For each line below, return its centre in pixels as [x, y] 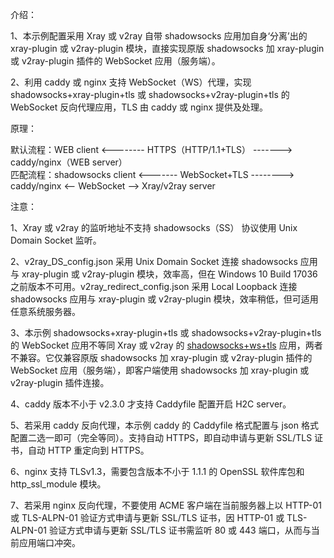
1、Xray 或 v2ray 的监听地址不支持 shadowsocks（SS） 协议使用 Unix [154, 227]
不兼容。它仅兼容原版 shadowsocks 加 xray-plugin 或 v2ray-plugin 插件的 [161, 357]
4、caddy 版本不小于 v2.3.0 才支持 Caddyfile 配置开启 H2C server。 [151, 404]
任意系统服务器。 [45, 311]
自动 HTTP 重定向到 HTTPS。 [88, 450]
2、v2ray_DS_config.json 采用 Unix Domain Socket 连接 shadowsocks [154, 261]
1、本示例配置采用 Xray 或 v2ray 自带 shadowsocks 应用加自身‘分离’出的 [159, 36]
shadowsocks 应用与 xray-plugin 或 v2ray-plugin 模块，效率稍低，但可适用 [164, 299]
